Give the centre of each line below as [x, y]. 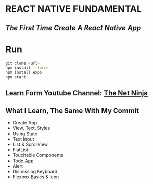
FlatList [20, 150]
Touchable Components [38, 155]
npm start [16, 77]
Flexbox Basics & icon [36, 177]
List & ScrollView [30, 144]
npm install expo [24, 73]
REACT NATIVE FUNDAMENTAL [73, 9]
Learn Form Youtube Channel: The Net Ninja [77, 93]
